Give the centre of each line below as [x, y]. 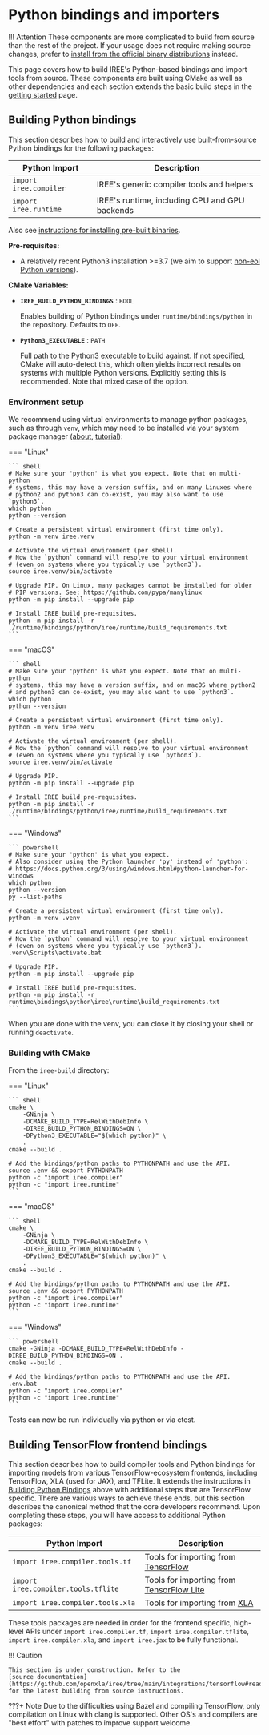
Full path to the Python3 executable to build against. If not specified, [132, 355]
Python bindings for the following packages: [81, 148]
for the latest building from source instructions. [96, 1691]
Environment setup [46, 402]
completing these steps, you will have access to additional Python [117, 1516]
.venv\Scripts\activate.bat [55, 953]
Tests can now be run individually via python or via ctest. [102, 1420]
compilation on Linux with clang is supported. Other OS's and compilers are [133, 1714]
